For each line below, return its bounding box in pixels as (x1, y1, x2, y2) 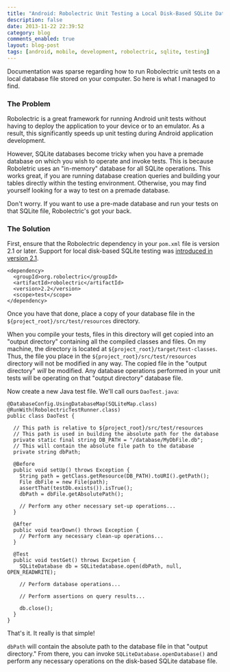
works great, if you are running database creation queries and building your (7, 172, 220, 180)
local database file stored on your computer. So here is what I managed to (7, 74, 216, 82)
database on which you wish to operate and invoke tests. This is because (7, 157, 214, 166)
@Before (13, 461, 36, 468)
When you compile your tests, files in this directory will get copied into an (7, 331, 214, 339)
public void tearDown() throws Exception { (13, 527, 139, 534)
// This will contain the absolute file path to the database (13, 443, 194, 450)
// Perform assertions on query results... (19, 593, 146, 600)
